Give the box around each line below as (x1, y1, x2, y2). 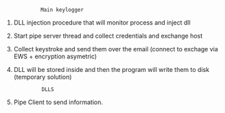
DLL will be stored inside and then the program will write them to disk (13, 66, 210, 73)
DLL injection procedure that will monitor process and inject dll (13, 18, 191, 27)
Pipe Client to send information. (13, 98, 103, 106)
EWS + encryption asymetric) (13, 52, 97, 60)
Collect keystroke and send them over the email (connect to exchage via (13, 45, 218, 53)
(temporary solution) (13, 73, 72, 81)
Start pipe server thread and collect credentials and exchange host (13, 32, 203, 40)
